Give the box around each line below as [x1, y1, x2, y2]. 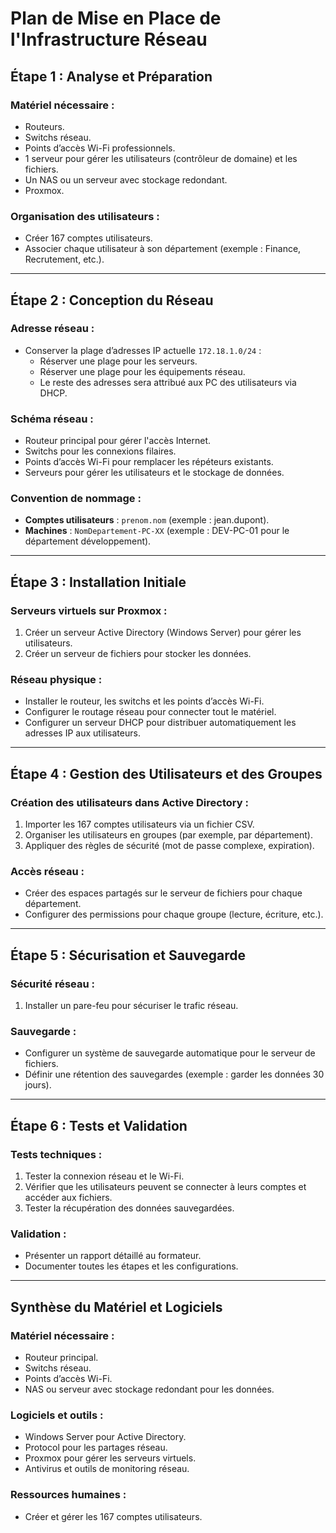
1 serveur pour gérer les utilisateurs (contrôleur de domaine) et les [24, 152, 298, 164]
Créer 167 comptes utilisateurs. [24, 232, 153, 244]
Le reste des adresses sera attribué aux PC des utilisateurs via [39, 376, 297, 388]
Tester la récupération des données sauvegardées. [24, 1202, 235, 1214]
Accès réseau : [10, 865, 85, 879]
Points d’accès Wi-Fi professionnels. [24, 142, 176, 154]
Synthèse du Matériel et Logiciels [10, 1298, 223, 1316]
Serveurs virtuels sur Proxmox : [10, 603, 168, 617]
